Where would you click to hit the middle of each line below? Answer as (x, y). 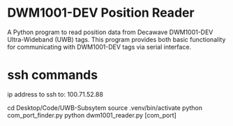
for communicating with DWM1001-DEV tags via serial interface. (99, 47)
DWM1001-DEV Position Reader (101, 13)
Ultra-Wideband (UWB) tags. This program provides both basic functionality (116, 39)
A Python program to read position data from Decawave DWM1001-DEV (110, 32)
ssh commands (53, 75)
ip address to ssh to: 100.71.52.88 (55, 94)
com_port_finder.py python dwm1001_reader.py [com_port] (92, 115)
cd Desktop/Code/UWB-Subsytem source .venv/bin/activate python (105, 108)
